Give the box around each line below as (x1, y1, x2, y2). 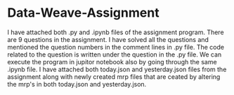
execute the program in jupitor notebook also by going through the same (7, 57, 217, 66)
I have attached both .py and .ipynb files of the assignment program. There (7, 28, 224, 36)
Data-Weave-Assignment (7, 5, 160, 21)
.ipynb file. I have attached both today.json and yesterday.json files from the (7, 65, 227, 73)
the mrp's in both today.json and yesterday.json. (7, 80, 147, 88)
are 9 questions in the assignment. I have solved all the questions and (7, 35, 209, 43)
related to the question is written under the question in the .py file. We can (7, 50, 222, 59)
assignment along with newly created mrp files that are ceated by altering (7, 72, 221, 81)
